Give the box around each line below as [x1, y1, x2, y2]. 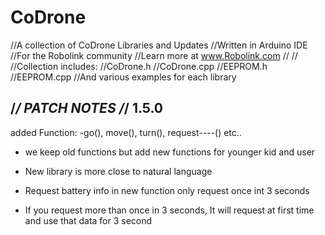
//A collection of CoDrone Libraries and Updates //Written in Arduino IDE [10, 39, 308, 51]
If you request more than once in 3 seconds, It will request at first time [24, 204, 315, 216]
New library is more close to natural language [24, 165, 213, 177]
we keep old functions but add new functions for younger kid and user [24, 146, 316, 158]
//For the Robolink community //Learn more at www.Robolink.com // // [10, 49, 298, 61]
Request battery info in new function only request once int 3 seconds [24, 184, 310, 196]
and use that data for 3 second [24, 214, 153, 226]
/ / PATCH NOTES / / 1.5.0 [10, 100, 164, 117]
